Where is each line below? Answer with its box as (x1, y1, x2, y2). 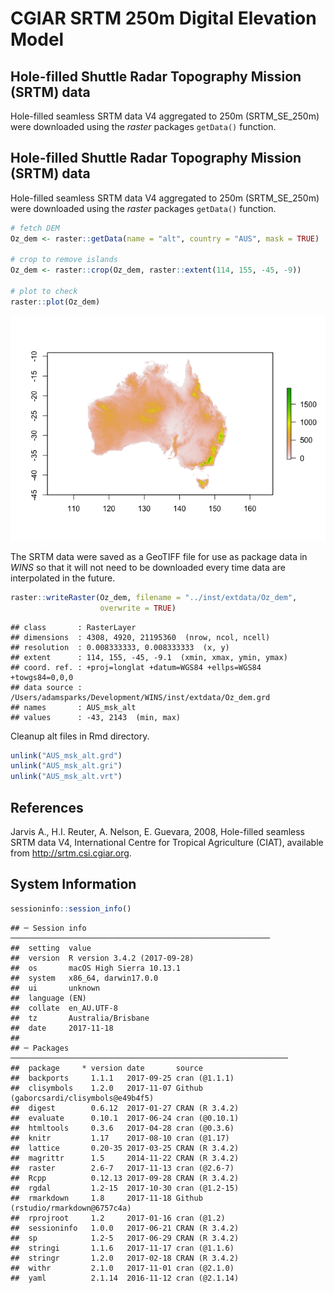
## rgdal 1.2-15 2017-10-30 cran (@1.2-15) (10, 1183, 240, 1193)
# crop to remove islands (10, 255, 118, 265)
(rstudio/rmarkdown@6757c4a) (10, 1203, 132, 1213)
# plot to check (10, 287, 78, 297)
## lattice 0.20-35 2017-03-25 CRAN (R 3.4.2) (10, 1143, 240, 1153)
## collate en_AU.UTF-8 (10, 1003, 118, 1013)
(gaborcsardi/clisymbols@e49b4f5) (10, 1093, 155, 1103)
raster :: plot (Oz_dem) (10, 297, 101, 307)
